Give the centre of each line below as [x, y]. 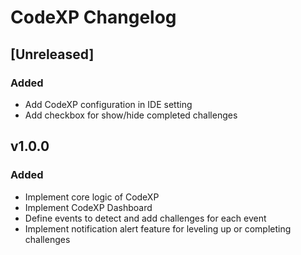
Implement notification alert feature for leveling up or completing [158, 228]
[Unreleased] [52, 54]
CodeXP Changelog [93, 17]
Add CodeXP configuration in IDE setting [108, 104]
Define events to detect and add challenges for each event [145, 218]
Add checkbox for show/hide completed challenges [131, 115]
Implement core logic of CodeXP [92, 197]
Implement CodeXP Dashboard [88, 207]
